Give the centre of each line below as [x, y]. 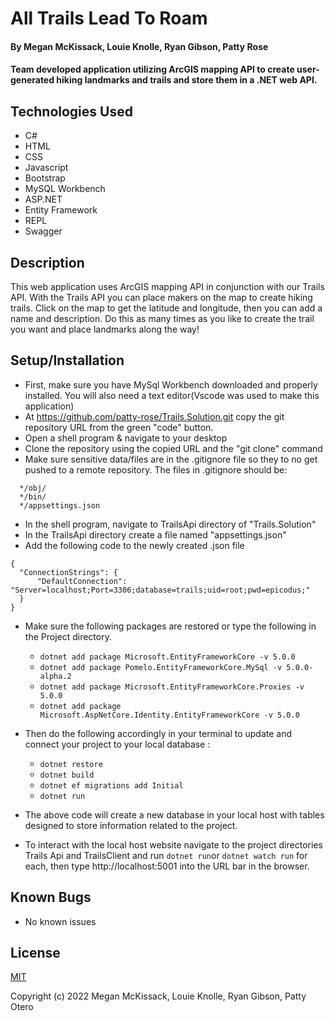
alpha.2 [55, 676]
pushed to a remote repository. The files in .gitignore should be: [156, 469]
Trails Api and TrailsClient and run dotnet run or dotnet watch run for [166, 855]
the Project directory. [68, 636]
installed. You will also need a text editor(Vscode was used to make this [172, 395]
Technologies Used [71, 111]
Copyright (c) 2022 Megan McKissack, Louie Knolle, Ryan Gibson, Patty [158, 996]
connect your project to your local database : [117, 744]
